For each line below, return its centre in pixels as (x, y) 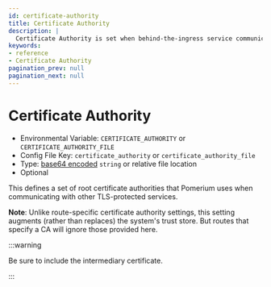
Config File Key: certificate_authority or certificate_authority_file (138, 155)
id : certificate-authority (54, 16)
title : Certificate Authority (59, 23)
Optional (34, 172)
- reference (28, 53)
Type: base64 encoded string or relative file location (108, 164)
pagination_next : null (46, 76)
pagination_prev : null (46, 69)
